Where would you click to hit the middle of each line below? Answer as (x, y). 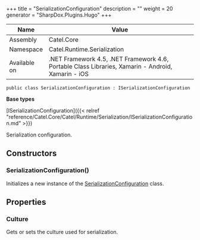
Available (22, 63)
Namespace (26, 49)
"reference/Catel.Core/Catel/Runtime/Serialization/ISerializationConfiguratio (99, 117)
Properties (26, 202)
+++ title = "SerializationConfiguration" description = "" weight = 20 (90, 9)
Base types (20, 99)
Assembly (23, 40)
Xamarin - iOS (69, 74)
